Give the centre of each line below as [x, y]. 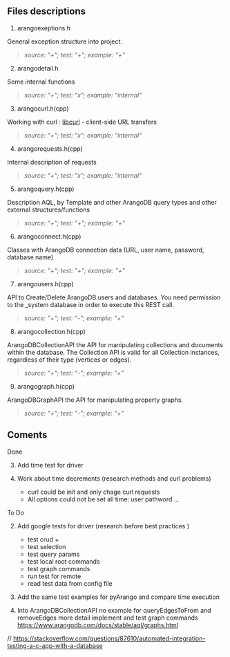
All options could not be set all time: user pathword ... [103, 499]
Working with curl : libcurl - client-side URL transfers [82, 122]
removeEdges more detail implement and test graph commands [107, 618]
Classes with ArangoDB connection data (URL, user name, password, [106, 250]
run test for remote [54, 576]
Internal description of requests [52, 162]
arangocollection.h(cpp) [51, 331]
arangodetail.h [38, 68]
